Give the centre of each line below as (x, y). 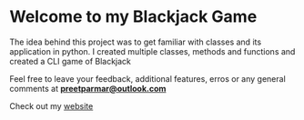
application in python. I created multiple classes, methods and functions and (152, 51)
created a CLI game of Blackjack (71, 61)
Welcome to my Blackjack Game (133, 17)
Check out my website (51, 105)
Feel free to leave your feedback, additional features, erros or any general (148, 78)
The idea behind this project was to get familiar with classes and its (136, 42)
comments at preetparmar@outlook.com (88, 88)
